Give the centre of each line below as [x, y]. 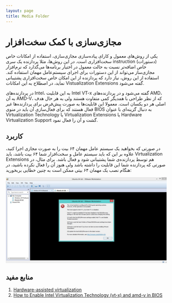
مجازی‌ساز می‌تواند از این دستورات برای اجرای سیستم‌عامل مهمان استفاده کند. [80, 72]
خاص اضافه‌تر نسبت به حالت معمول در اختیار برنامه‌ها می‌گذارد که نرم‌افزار [76, 67]
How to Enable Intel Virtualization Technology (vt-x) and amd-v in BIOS [88, 295]
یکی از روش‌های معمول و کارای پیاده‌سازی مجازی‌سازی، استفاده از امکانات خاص [82, 56]
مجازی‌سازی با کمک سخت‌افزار [64, 42]
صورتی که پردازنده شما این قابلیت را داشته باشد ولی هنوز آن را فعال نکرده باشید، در [86, 165]
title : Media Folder [28, 16]
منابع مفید [20, 277]
